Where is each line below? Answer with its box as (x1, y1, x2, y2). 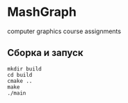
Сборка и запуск (7, 47, 83, 59)
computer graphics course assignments (7, 27, 122, 35)
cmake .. (7, 77, 33, 84)
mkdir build (7, 65, 42, 73)
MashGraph (7, 4, 77, 20)
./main (7, 89, 26, 97)
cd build (7, 71, 33, 78)
